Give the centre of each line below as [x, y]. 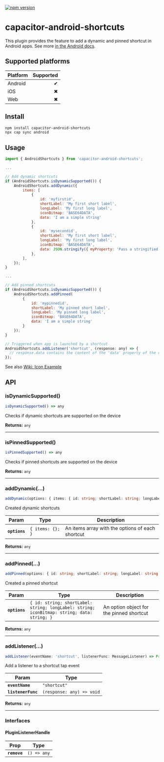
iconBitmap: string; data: [61, 613]
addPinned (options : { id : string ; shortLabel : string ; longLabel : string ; [83, 574]
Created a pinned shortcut [31, 583]
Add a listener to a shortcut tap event [42, 666]
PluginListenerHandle [28, 732]
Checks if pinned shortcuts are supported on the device [61, 461]
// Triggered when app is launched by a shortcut [57, 344]
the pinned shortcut [126, 613]
